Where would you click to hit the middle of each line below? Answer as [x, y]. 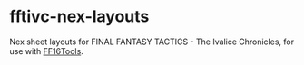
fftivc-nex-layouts [79, 17]
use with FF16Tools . [46, 51]
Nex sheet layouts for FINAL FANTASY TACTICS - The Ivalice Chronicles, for [152, 42]
